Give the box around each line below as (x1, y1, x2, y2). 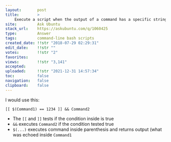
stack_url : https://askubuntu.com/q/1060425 (5, 26, 108, 31)
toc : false (5, 74, 49, 79)
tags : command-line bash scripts (5, 36, 95, 41)
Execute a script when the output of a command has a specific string (14, 17, 167, 22)
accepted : (5, 64, 26, 69)
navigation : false (5, 78, 49, 83)
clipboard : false (5, 83, 49, 88)
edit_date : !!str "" (5, 45, 56, 50)
